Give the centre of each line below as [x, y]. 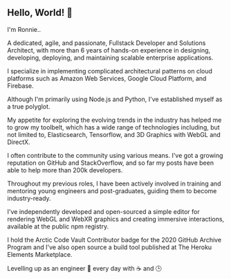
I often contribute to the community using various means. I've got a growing [115, 155]
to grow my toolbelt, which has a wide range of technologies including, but [113, 127]
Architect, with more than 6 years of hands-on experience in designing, [109, 50]
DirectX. [19, 142]
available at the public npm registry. [58, 226]
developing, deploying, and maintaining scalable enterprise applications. [110, 57]
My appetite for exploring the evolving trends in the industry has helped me [114, 120]
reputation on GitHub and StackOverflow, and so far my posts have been [111, 163]
